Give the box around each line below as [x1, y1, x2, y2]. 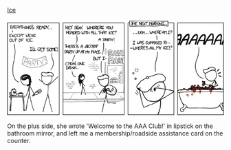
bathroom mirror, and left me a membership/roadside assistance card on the [7, 129, 223, 138]
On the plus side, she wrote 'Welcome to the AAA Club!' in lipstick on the [7, 122, 213, 130]
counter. [7, 137, 31, 145]
